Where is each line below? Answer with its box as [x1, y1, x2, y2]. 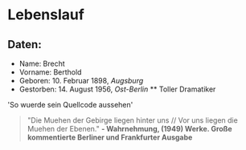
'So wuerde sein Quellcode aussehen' [7, 100, 133, 109]
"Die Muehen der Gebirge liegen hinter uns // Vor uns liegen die [27, 116, 238, 125]
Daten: [7, 38, 42, 51]
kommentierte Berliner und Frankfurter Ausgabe [27, 132, 193, 142]
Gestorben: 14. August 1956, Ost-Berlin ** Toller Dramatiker [18, 84, 216, 94]
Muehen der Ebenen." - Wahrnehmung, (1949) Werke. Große [27, 124, 232, 133]
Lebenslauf [7, 6, 85, 24]
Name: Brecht [18, 59, 65, 68]
